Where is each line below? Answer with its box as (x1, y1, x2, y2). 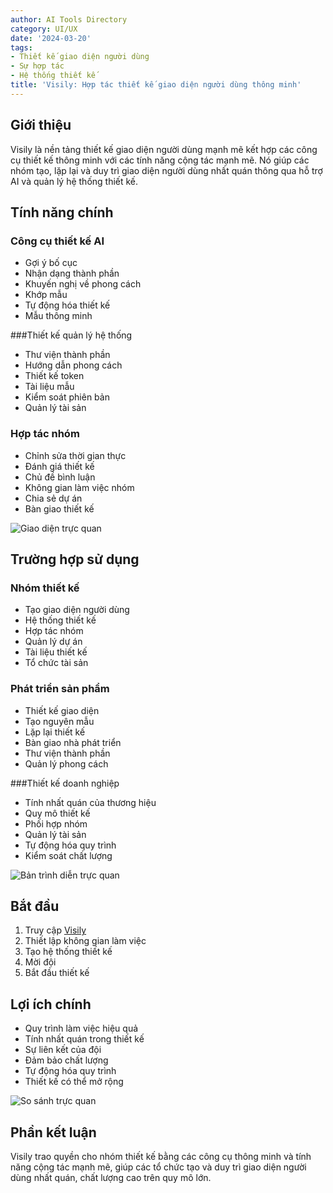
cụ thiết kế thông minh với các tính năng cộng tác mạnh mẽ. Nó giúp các (10, 154, 310, 166)
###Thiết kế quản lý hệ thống (10, 329, 133, 341)
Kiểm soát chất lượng (24, 849, 113, 861)
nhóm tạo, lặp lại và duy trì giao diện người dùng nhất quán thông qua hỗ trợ (10, 164, 323, 176)
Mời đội (24, 956, 57, 968)
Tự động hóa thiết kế (24, 299, 111, 311)
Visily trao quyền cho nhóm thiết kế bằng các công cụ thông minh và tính (10, 1150, 312, 1162)
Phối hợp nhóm (24, 817, 88, 830)
